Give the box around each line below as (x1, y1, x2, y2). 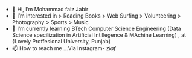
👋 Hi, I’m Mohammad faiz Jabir (11, 6, 89, 13)
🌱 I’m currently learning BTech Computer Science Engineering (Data (11, 25, 181, 32)
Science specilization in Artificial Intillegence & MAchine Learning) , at (11, 31, 186, 39)
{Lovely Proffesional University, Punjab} (11, 38, 111, 45)
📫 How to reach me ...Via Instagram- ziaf (11, 45, 116, 51)
